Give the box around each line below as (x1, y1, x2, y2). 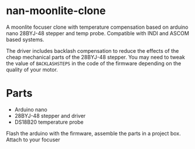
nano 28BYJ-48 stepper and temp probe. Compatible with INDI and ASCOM (6, 29, 189, 36)
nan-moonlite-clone (6, 4, 106, 18)
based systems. (6, 36, 45, 43)
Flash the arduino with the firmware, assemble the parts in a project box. (6, 130, 181, 137)
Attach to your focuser (6, 136, 60, 143)
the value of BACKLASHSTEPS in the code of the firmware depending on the (6, 60, 182, 67)
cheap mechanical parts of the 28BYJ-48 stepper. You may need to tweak (6, 53, 186, 60)
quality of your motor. (6, 66, 59, 73)
